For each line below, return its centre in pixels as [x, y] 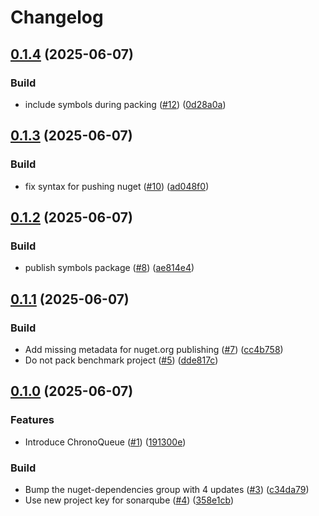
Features [32, 420]
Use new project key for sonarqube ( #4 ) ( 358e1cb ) [129, 500]
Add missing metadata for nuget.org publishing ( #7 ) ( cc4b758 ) [154, 349]
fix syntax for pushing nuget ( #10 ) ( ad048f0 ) [117, 186]
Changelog [57, 17]
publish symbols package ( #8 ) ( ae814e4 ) [109, 268]
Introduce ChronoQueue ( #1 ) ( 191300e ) [105, 442]
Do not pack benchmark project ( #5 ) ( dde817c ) [121, 360]
